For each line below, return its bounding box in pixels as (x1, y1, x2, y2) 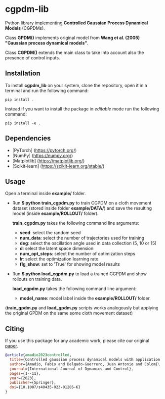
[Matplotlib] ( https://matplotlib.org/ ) (12, 157, 85, 164)
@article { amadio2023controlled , (5, 352, 72, 357)
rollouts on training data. (12, 276, 62, 282)
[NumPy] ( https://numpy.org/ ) (12, 152, 73, 158)
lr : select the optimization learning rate (19, 256, 99, 262)
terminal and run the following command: (5, 88, 89, 94)
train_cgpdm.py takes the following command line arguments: (12, 220, 139, 226)
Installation (5, 69, 41, 78)
